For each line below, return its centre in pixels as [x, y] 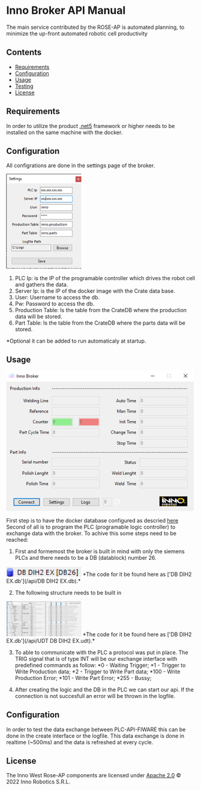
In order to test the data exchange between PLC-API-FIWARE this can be [96, 729]
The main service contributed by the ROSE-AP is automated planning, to [95, 27]
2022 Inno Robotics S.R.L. [38, 782]
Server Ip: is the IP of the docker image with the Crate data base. [95, 291]
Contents [24, 53]
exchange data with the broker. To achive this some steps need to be [91, 533]
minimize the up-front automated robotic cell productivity [77, 33]
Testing [24, 86]
